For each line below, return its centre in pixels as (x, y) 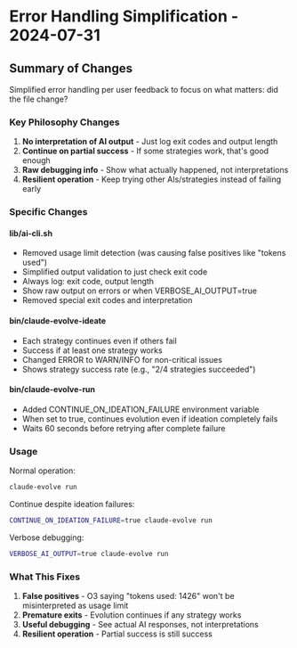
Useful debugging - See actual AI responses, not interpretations (140, 625)
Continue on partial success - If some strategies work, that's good (145, 151)
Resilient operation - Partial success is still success (117, 634)
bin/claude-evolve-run (52, 390)
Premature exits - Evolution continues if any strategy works (132, 615)
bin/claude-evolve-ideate (58, 321)
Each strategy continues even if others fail (100, 340)
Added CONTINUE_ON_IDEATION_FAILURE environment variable (140, 409)
